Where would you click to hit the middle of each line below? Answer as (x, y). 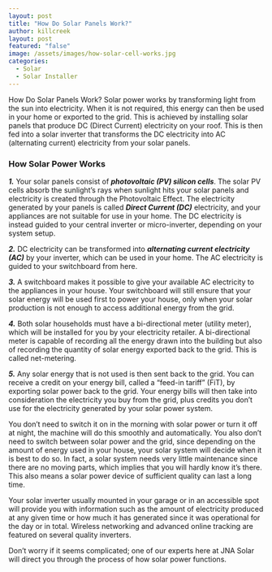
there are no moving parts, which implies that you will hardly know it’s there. (135, 467)
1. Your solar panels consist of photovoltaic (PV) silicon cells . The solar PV (135, 181)
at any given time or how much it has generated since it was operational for (134, 518)
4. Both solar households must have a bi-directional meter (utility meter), (130, 323)
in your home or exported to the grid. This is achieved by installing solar (128, 117)
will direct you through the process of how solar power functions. (118, 559)
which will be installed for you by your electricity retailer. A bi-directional (129, 332)
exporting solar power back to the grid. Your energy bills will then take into (133, 391)
